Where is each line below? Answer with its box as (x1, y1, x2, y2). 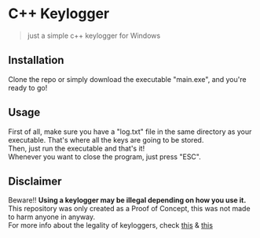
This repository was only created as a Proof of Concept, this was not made (8, 204, 251, 214)
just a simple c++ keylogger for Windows (27, 31, 161, 40)
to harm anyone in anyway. (8, 212, 96, 221)
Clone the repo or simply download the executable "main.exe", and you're (8, 74, 247, 84)
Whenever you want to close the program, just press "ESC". (8, 151, 202, 162)
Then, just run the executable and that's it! (8, 143, 145, 153)
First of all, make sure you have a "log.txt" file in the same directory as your (8, 127, 252, 136)
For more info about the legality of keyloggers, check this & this (8, 221, 214, 230)
